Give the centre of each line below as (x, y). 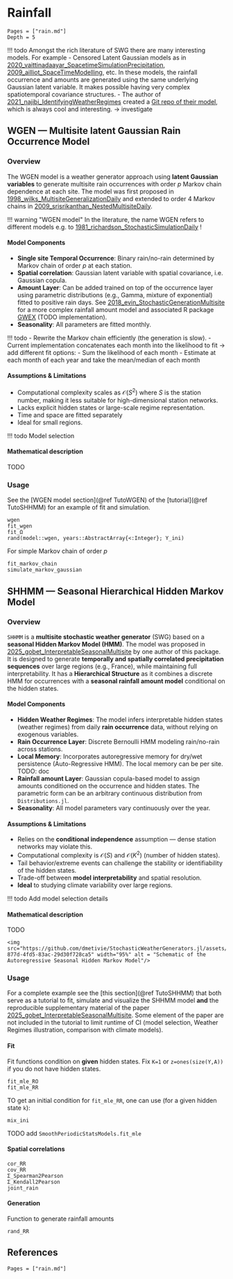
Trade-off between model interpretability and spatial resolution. (109, 878)
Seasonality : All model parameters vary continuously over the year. (114, 808)
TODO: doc (33, 772)
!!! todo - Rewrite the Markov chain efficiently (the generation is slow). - (109, 338)
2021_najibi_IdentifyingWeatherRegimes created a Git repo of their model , (113, 101)
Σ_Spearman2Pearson (35, 1176)
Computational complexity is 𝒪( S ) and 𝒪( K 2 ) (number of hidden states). (119, 854)
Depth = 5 (21, 37)
